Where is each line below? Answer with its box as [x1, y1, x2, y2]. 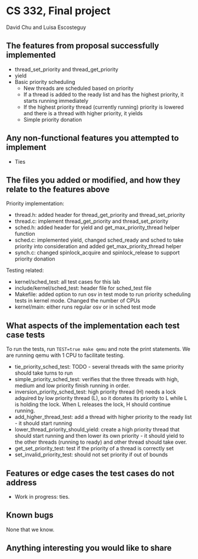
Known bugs [6, 510, 54, 521]
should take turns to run [14, 369, 73, 376]
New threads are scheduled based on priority [23, 84, 134, 92]
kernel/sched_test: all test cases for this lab [14, 278, 120, 285]
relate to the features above [6, 184, 110, 194]
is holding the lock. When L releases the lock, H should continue [14, 401, 171, 408]
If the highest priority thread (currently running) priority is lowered [23, 103, 184, 110]
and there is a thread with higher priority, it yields [23, 109, 143, 116]
